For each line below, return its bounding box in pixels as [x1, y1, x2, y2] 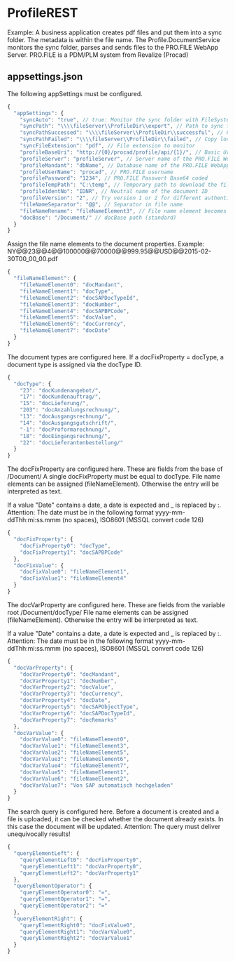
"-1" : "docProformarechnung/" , [20, 426, 111, 433]
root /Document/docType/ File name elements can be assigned [7, 608, 189, 616]
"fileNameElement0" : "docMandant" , [20, 281, 124, 289]
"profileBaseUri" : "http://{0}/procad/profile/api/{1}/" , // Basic [20, 149, 220, 156]
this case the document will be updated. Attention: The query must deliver [7, 823, 221, 831]
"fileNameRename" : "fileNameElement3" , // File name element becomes [20, 207, 227, 215]
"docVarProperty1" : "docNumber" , [20, 677, 117, 684]
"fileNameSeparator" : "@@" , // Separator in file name [20, 201, 183, 208]
